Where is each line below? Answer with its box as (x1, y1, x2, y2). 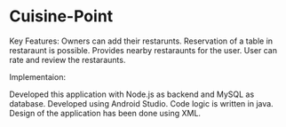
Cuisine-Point (9, 6, 114, 27)
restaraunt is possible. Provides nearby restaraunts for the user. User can (9, 44, 278, 55)
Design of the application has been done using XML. (9, 107, 202, 118)
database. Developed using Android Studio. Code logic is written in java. (9, 98, 274, 108)
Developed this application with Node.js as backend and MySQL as (9, 89, 255, 99)
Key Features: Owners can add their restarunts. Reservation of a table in (9, 36, 274, 46)
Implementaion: (9, 71, 67, 82)
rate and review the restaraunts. (9, 54, 126, 65)
